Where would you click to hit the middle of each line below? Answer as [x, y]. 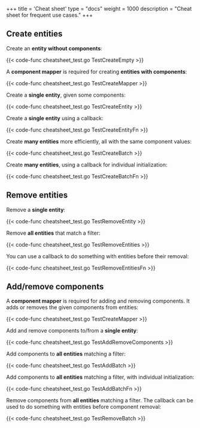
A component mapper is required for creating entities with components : [97, 71]
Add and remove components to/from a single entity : [72, 331]
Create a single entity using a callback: [55, 118]
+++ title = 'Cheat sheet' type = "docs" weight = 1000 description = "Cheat [99, 9]
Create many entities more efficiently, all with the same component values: [99, 141]
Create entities [34, 34]
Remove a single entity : [36, 209]
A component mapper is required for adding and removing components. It [98, 301]
